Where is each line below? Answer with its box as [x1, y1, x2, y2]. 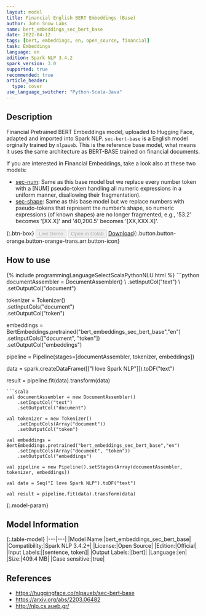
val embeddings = [6, 437, 51, 443]
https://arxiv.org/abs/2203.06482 [15, 596, 101, 603]
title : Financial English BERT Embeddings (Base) [6, 15, 137, 21]
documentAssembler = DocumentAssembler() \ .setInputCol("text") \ [6, 278, 181, 285]
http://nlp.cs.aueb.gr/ [15, 602, 69, 610]
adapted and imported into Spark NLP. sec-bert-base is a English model [6, 135, 188, 142]
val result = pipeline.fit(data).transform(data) [6, 491, 137, 497]
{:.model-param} [6, 502, 49, 509]
